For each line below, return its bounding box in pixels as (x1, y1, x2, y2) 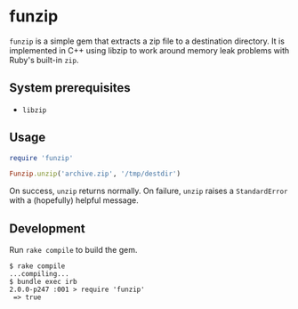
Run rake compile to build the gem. (9, 245, 138, 256)
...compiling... (9, 270, 69, 279)
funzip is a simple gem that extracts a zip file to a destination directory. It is (9, 36, 285, 46)
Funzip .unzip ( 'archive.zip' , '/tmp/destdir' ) (9, 169, 181, 179)
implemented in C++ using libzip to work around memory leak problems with (9, 45, 290, 55)
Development (9, 221, 86, 236)
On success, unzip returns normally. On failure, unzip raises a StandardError (9, 185, 288, 197)
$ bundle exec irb (9, 278, 77, 287)
